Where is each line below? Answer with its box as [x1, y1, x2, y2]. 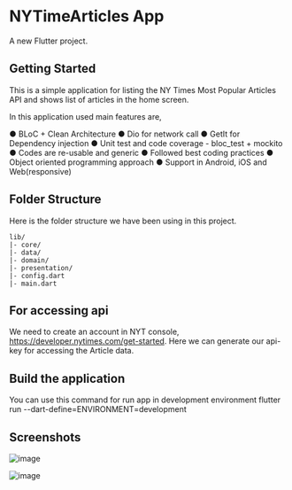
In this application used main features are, [9, 111, 162, 121]
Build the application [9, 370, 126, 386]
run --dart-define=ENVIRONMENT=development [9, 404, 188, 415]
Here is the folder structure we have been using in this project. [9, 215, 237, 226]
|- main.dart [9, 279, 58, 288]
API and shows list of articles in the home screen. [9, 94, 189, 105]
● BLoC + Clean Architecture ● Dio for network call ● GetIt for [9, 128, 241, 139]
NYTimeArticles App [9, 6, 165, 27]
